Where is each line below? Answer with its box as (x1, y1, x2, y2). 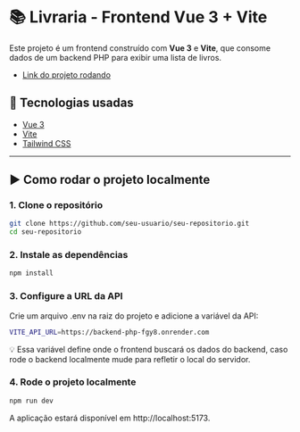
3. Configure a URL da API (9, 290, 123, 303)
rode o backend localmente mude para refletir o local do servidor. (9, 353, 251, 364)
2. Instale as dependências (9, 249, 129, 262)
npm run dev (9, 396, 54, 405)
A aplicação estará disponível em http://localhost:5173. (9, 412, 211, 423)
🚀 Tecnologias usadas (9, 96, 134, 111)
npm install (9, 269, 54, 278)
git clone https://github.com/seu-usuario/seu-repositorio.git (9, 220, 250, 228)
